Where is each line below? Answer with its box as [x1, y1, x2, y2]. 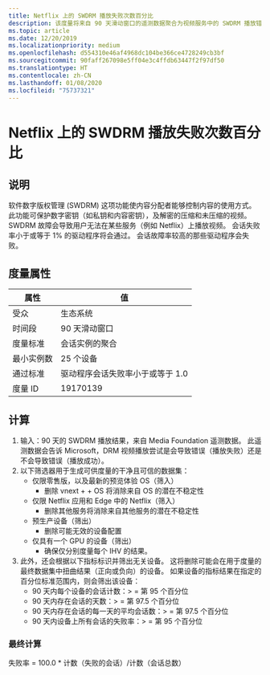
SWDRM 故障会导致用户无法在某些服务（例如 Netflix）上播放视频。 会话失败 [8, 221, 260, 230]
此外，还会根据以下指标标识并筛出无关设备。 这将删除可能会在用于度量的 [19, 556, 262, 566]
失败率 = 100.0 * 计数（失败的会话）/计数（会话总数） [8, 658, 186, 668]
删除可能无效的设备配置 [43, 527, 122, 535]
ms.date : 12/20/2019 [8, 34, 78, 43]
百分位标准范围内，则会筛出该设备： [19, 576, 141, 586]
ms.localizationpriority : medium [8, 42, 121, 50]
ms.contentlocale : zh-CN [8, 71, 92, 79]
